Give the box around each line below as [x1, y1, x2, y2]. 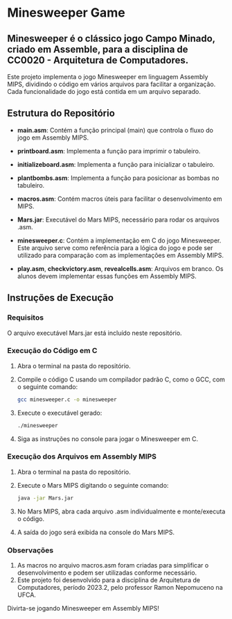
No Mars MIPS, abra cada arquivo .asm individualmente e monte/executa [17, 507, 226, 515]
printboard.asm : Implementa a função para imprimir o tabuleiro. [17, 147, 201, 155]
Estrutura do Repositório [7, 108, 116, 119]
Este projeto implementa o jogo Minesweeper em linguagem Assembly [7, 73, 208, 81]
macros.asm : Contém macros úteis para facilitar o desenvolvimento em [17, 195, 222, 203]
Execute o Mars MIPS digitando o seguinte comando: [17, 481, 169, 489]
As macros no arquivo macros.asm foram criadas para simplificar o [17, 561, 209, 570]
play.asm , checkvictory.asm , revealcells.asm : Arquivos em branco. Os [17, 264, 224, 272]
